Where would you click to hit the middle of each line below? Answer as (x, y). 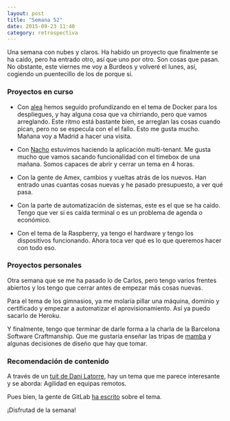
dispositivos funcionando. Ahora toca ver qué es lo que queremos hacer (119, 240)
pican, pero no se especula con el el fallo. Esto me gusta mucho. (108, 128)
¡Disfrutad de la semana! (42, 410)
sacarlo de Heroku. (34, 315)
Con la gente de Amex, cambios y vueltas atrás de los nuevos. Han (112, 177)
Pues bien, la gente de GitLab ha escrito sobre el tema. (85, 397)
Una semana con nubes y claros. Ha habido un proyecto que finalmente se (113, 52)
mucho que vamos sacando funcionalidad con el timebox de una (108, 157)
